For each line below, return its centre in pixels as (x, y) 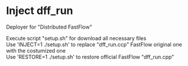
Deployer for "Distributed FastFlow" (49, 27)
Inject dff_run (40, 11)
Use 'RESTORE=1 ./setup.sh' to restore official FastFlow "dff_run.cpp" (90, 57)
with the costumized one (36, 50)
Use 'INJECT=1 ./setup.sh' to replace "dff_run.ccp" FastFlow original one (94, 44)
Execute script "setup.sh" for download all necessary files (76, 38)
